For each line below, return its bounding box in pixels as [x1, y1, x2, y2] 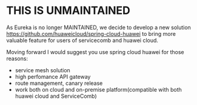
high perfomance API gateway [15, 73, 91, 80]
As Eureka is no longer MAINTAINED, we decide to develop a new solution [6, 24, 191, 31]
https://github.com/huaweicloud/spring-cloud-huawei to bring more [6, 30, 176, 37]
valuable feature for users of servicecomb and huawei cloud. [6, 36, 159, 44]
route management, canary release [15, 80, 103, 87]
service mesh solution [15, 66, 71, 73]
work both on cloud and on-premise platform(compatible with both [15, 86, 182, 93]
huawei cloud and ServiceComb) [15, 92, 97, 100]
